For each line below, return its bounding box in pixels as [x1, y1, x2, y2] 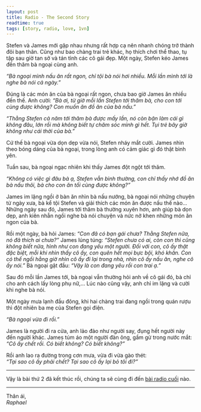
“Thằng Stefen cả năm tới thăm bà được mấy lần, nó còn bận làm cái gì [6, 115, 184, 122]
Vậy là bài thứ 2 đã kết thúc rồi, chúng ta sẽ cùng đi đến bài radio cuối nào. [6, 375, 191, 383]
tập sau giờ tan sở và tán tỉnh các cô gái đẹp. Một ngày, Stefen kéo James [6, 54, 188, 62]
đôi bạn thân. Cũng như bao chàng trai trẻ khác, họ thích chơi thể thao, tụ [6, 49, 187, 56]
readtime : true [6, 20, 44, 26]
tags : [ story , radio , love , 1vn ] [6, 25, 90, 32]
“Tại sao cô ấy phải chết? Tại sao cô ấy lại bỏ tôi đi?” [6, 358, 138, 365]
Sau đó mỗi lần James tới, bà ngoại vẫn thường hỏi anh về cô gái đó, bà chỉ [6, 274, 191, 281]
